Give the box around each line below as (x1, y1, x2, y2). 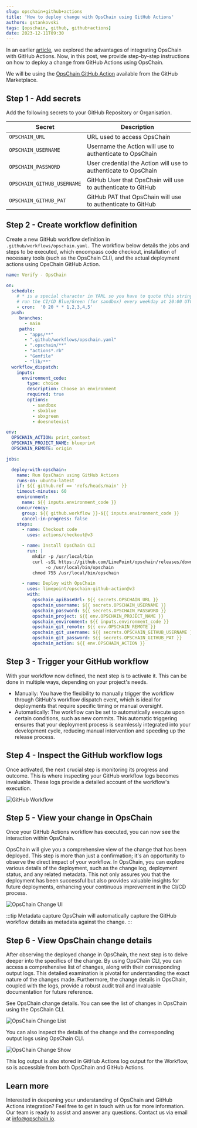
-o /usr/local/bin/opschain (45, 564, 114, 570)
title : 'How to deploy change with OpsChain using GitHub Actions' (6, 14, 175, 20)
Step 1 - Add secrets (6, 93, 81, 103)
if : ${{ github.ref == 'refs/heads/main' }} (16, 483, 127, 489)
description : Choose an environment (27, 386, 117, 392)
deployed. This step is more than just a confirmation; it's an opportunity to (6, 852, 185, 859)
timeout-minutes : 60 (16, 489, 67, 495)
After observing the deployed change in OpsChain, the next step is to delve (6, 951, 188, 958)
